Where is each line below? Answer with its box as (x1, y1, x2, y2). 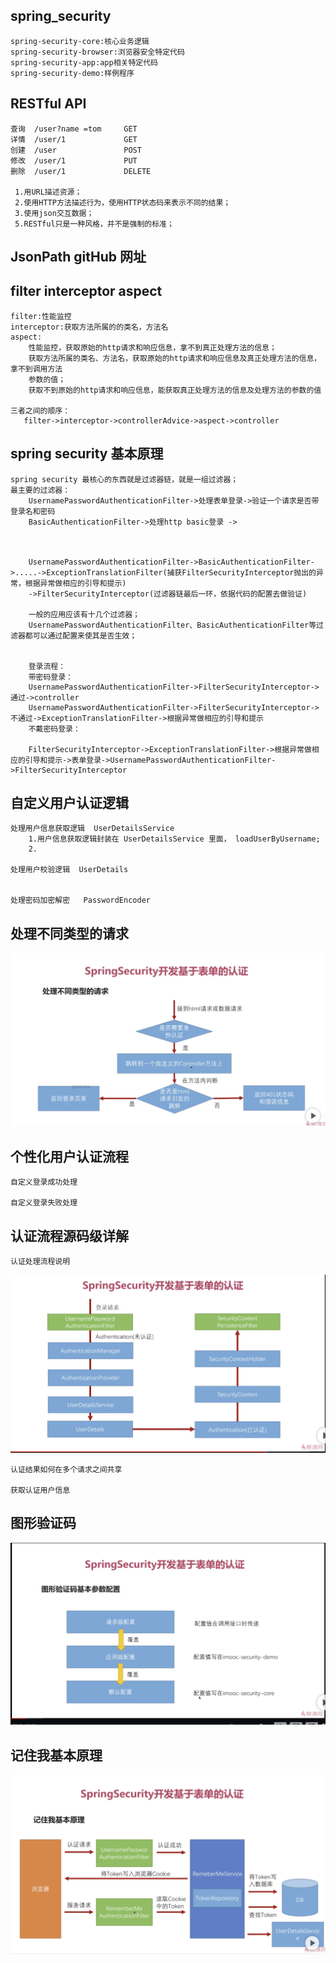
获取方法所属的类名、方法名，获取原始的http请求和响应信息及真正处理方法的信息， (28, 353, 322, 363)
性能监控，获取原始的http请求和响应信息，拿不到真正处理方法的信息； (28, 342, 277, 353)
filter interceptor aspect (10, 283, 163, 300)
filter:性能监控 (10, 311, 72, 321)
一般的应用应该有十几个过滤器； (28, 609, 141, 619)
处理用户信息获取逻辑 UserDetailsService (10, 824, 175, 834)
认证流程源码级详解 (10, 1227, 129, 1244)
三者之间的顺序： (10, 405, 71, 416)
